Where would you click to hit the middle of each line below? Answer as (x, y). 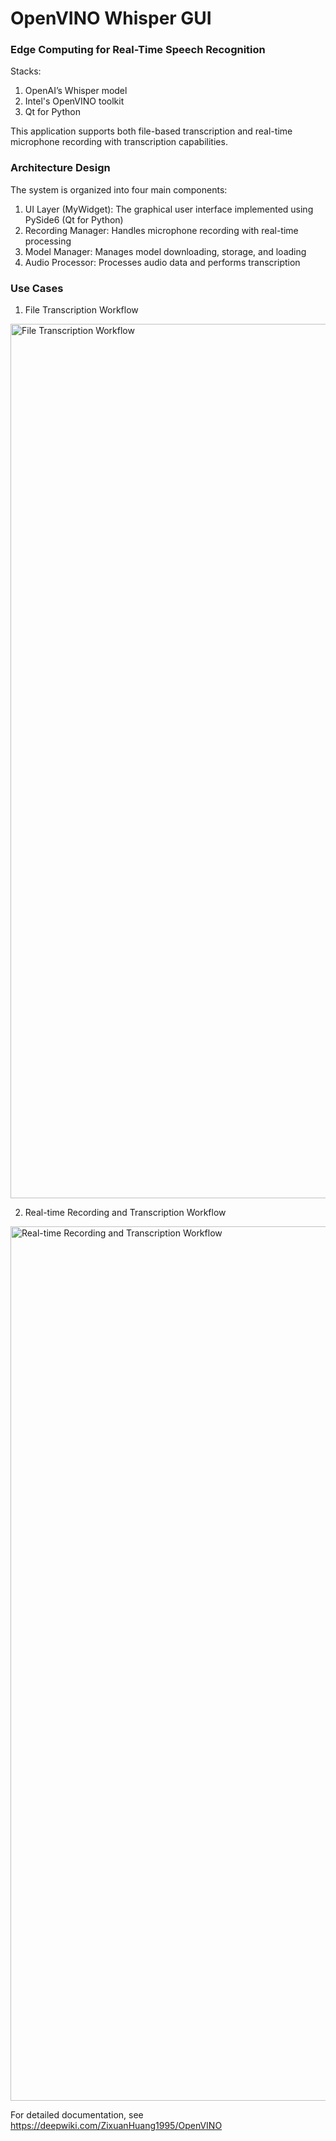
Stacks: (26, 71)
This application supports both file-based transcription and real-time (151, 131)
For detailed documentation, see (77, 2115)
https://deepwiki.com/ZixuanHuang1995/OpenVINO (116, 2126)
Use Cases (37, 288)
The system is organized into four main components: (119, 189)
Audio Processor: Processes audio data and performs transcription (162, 262)
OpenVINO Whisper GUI (111, 18)
